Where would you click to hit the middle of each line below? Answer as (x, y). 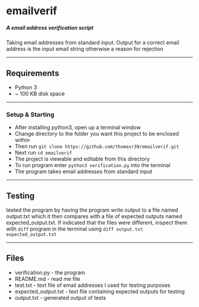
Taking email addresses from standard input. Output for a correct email (93, 43)
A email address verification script (50, 27)
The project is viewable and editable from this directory (82, 159)
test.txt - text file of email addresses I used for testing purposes (92, 285)
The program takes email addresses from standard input (84, 172)
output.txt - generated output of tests (60, 298)
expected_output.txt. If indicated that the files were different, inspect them (97, 223)
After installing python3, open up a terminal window (78, 127)
